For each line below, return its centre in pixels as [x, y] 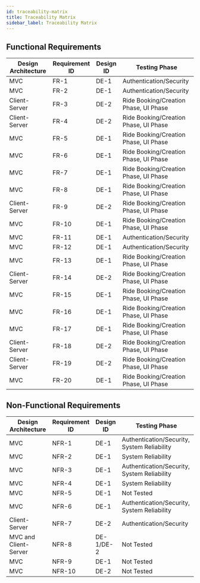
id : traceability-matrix [37, 12]
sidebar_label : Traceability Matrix [51, 23]
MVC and [22, 537]
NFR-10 [64, 571]
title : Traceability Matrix [41, 17]
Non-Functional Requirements [63, 405]
